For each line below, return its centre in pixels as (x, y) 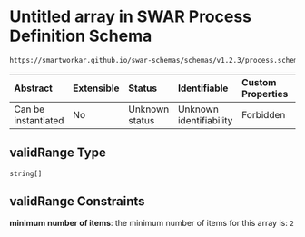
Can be (30, 109)
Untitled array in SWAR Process (131, 17)
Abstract (33, 88)
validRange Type (58, 153)
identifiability (205, 120)
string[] (26, 173)
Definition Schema (81, 36)
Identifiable (203, 88)
